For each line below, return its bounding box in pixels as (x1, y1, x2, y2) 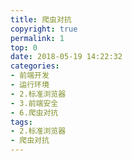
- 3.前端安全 (10, 98, 59, 108)
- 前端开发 (10, 71, 50, 81)
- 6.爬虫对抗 (10, 107, 59, 118)
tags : (10, 117, 33, 127)
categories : (10, 61, 60, 71)
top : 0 (10, 42, 38, 53)
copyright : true (10, 24, 78, 34)
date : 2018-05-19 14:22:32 (10, 52, 123, 62)
